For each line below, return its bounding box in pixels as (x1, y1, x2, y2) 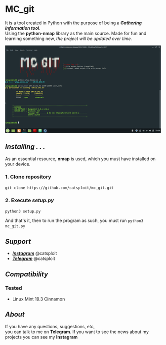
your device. (5, 161, 31, 167)
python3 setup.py (5, 209, 41, 214)
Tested (5, 285, 22, 292)
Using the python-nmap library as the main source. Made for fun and (5, 30, 147, 36)
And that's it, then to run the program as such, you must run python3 (5, 217, 144, 223)
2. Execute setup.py (5, 197, 54, 204)
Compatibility (5, 270, 48, 278)
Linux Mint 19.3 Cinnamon (12, 296, 65, 302)
